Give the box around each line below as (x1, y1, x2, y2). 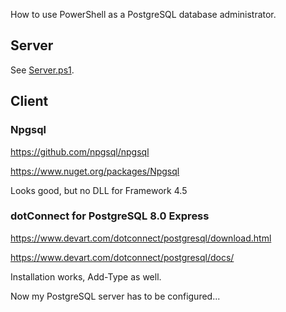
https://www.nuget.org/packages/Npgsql (10, 165, 180, 177)
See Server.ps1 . (10, 64, 75, 76)
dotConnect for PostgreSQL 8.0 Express (10, 209, 210, 223)
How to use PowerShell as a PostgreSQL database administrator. (10, 9, 277, 20)
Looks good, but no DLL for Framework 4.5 (10, 184, 188, 196)
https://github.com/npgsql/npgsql (10, 145, 150, 158)
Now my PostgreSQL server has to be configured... (10, 290, 221, 302)
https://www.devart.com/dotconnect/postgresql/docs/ (10, 251, 235, 263)
